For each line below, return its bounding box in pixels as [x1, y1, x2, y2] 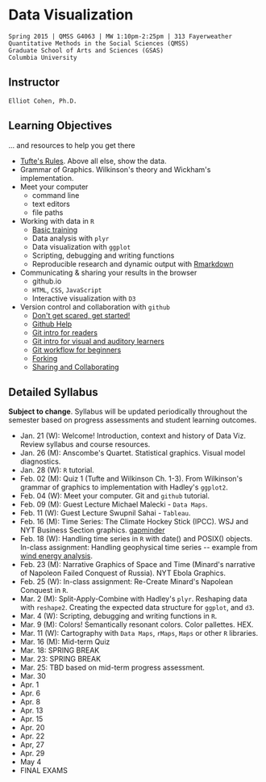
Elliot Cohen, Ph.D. [8, 97, 78, 105]
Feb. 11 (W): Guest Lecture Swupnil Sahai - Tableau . [19, 508, 191, 518]
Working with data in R [19, 216, 94, 225]
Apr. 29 [19, 749, 45, 759]
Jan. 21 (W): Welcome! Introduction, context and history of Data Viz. [19, 431, 246, 441]
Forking [31, 353, 58, 363]
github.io [31, 276, 62, 286]
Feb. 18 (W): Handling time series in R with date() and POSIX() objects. [19, 534, 253, 544]
